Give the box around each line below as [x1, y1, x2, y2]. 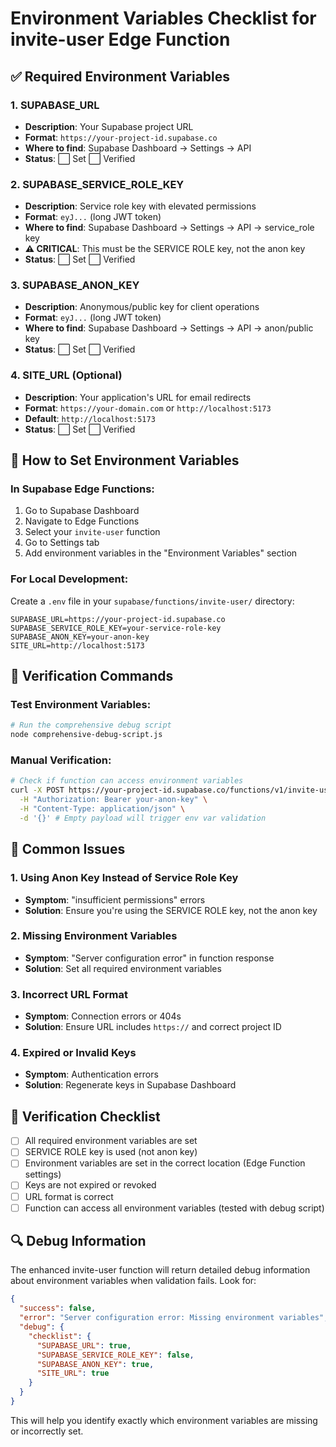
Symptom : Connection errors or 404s [24, 1010, 182, 1022]
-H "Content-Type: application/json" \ [19, 804, 186, 814]
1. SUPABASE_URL [10, 98, 100, 112]
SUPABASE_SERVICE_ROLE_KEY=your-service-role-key [10, 623, 222, 633]
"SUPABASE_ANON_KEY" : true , [36, 1359, 155, 1369]
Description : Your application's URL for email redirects [24, 391, 252, 403]
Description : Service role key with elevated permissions [24, 200, 257, 212]
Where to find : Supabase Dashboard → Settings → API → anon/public [24, 322, 314, 334]
